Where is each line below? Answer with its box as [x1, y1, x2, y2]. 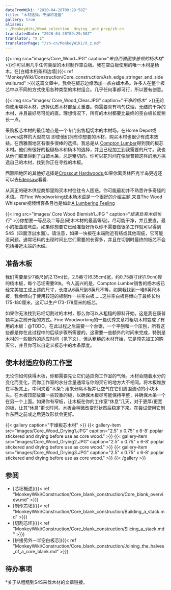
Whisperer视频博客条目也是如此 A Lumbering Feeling [5, 200, 116, 206]
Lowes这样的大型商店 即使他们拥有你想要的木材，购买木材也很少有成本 [5, 133, 154, 139]
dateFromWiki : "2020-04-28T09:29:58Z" [5, 7, 88, 13]
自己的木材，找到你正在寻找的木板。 [9, 159, 85, 165]
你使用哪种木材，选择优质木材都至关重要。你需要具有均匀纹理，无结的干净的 [5, 103, 166, 110]
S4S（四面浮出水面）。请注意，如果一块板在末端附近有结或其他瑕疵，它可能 [5, 230, 164, 236]
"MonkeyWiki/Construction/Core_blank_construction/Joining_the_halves [12, 543, 164, 549]
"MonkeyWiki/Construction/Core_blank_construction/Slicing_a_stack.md [12, 526, 164, 532]
